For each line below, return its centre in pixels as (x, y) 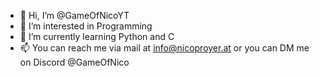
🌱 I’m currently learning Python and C (97, 36)
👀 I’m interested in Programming (86, 26)
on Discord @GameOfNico (74, 62)
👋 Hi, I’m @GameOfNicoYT (74, 15)
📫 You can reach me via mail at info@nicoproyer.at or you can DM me (164, 48)
